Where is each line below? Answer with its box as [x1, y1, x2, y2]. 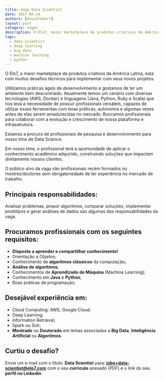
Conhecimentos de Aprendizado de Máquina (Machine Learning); [12, 269, 146, 275]
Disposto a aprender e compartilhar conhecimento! [12, 248, 119, 254]
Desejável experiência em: [5, 294, 87, 302]
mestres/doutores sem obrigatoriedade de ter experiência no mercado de [5, 171, 153, 177]
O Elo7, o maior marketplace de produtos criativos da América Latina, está [5, 70, 154, 76]
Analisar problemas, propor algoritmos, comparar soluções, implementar [5, 203, 151, 209]
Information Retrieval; [12, 317, 56, 323]
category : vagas [5, 25, 38, 30]
